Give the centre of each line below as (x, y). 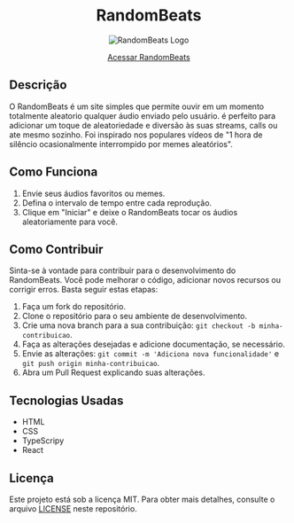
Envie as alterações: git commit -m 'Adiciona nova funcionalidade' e (151, 354)
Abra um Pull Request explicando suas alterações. (113, 372)
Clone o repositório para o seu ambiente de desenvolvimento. (135, 316)
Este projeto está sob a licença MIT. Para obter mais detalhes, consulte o (142, 499)
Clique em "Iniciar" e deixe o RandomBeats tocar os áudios (130, 212)
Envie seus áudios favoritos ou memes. (93, 193)
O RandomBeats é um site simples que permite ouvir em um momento (136, 106)
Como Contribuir (56, 249)
